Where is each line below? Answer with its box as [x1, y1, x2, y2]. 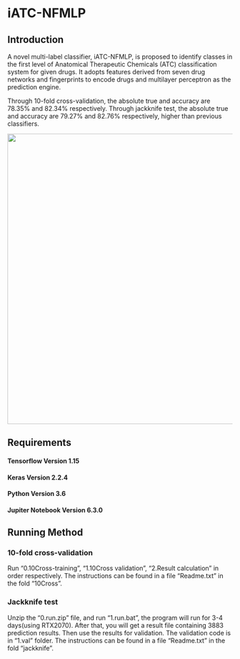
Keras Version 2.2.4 [7, 473, 68, 482]
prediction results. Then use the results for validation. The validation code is [7, 628, 231, 637]
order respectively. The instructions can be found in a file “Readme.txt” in [7, 572, 224, 580]
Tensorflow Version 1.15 [7, 456, 80, 465]
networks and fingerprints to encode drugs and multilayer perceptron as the [7, 75, 231, 84]
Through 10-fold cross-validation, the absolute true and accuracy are [7, 96, 211, 105]
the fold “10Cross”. [7, 579, 62, 588]
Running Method [7, 527, 84, 539]
